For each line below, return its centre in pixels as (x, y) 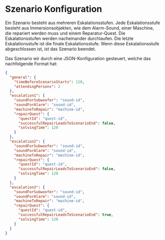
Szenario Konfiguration (54, 9)
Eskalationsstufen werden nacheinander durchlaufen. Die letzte (69, 38)
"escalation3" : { (27, 187)
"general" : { (23, 77)
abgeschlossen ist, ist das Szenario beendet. (50, 49)
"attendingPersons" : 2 (37, 86)
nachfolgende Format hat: (31, 64)
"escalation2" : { (27, 141)
